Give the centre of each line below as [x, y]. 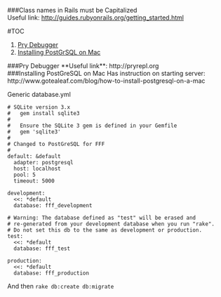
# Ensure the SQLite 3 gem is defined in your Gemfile [92, 126]
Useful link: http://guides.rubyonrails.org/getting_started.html [96, 18]
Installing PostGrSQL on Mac [59, 52]
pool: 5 [25, 175]
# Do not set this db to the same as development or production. [105, 230]
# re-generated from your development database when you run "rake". [111, 224]
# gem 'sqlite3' [34, 132]
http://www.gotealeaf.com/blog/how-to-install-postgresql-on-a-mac [106, 81]
